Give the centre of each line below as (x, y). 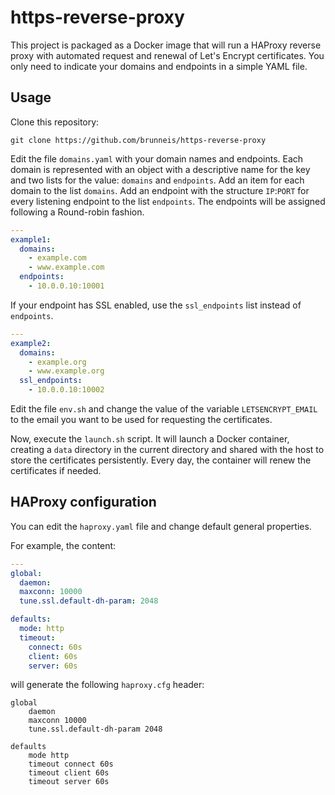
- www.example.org (66, 371)
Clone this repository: (55, 122)
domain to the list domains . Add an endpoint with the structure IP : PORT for (160, 190)
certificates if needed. (56, 470)
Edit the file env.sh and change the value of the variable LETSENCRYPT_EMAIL (164, 409)
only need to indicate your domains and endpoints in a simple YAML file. (159, 66)
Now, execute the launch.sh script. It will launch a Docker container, (150, 439)
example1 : (31, 239)
